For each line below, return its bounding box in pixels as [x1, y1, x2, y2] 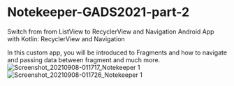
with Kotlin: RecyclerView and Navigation [7, 34, 126, 43]
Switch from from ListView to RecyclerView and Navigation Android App [7, 27, 214, 36]
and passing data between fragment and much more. [7, 55, 161, 64]
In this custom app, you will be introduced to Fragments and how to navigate [7, 48, 228, 57]
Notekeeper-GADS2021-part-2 [7, 4, 190, 20]
